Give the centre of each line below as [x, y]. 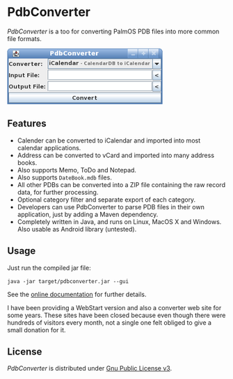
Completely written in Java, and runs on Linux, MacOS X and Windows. [119, 221]
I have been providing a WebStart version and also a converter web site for [114, 307]
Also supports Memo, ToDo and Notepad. [77, 170]
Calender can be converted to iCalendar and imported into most [109, 140]
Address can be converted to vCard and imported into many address [115, 155]
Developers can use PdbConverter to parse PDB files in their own [111, 207]
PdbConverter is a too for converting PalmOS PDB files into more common [113, 31]
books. [27, 162]
